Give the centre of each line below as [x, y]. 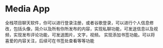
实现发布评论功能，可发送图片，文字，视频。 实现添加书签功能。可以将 [84, 35]
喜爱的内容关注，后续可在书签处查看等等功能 [50, 41]
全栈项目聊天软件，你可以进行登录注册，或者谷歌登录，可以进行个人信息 [77, 23]
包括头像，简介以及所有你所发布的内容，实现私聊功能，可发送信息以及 [83, 29]
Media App [27, 9]
